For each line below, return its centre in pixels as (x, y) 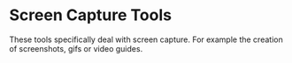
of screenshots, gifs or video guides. (76, 48)
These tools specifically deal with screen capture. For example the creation (146, 39)
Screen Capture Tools (91, 15)
